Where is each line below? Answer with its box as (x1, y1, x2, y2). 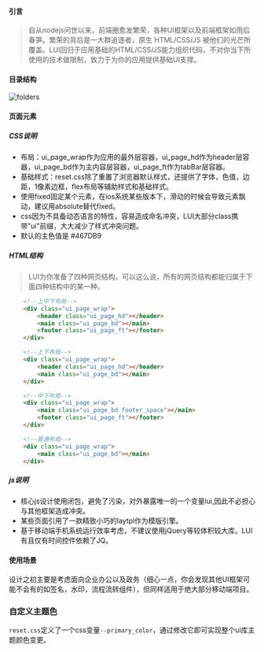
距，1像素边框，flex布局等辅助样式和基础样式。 (20, 181, 174, 191)
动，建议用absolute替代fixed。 (20, 201, 120, 211)
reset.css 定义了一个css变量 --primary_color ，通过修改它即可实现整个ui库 (9, 625, 248, 635)
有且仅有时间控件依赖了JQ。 (20, 535, 113, 546)
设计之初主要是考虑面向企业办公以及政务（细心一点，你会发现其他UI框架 (9, 574, 244, 583)
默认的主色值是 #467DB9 (20, 231, 102, 240)
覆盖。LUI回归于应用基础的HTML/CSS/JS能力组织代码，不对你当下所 (27, 45, 251, 54)
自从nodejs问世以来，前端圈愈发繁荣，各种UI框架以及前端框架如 (27, 25, 236, 35)
